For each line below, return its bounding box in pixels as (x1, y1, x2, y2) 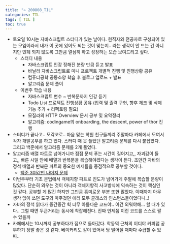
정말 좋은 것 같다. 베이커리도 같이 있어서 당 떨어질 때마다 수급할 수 (26, 227, 156, 233)
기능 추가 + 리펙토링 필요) (27, 106, 79, 112)
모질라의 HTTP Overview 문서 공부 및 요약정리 (27, 112, 121, 118)
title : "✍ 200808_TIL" (5, 7, 53, 13)
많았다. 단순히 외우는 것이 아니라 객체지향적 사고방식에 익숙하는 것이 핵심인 (12, 182, 161, 189)
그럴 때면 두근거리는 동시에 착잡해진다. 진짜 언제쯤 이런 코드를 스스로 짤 (20, 208, 161, 214)
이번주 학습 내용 (20, 87, 52, 93)
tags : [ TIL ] (5, 17, 36, 22)
